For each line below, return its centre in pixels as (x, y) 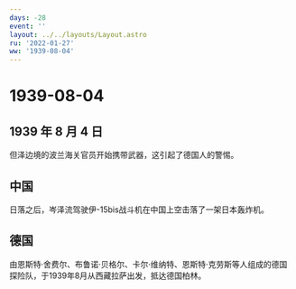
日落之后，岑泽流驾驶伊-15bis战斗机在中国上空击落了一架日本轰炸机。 (139, 210)
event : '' (28, 26)
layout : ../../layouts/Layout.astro (78, 34)
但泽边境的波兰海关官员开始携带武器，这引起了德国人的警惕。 (124, 155)
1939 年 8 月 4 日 (56, 131)
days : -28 (28, 18)
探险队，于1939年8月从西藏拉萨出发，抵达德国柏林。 (108, 275)
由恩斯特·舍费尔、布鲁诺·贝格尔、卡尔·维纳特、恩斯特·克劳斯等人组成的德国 (148, 264)
